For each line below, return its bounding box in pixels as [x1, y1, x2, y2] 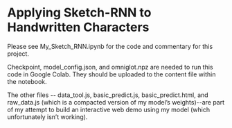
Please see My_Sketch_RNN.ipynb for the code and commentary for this [7, 42, 213, 50]
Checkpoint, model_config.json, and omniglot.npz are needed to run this [7, 63, 213, 71]
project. [7, 50, 30, 58]
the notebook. [7, 77, 47, 85]
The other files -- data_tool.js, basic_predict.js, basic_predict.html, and [7, 91, 209, 99]
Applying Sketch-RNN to [7, 5, 152, 21]
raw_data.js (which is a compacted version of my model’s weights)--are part [7, 98, 225, 106]
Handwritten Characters [7, 19, 150, 35]
